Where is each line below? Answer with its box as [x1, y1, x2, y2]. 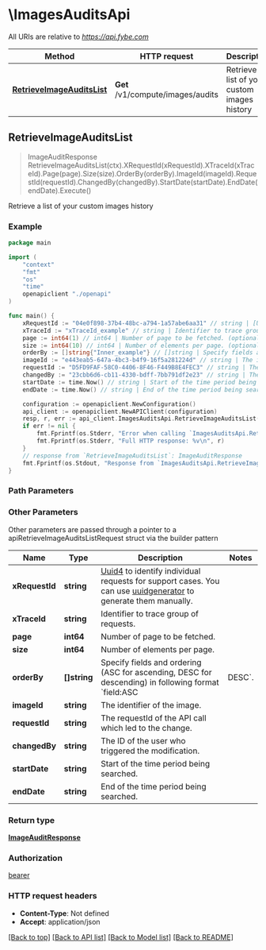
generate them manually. [100, 595, 193, 606]
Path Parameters [8, 485, 74, 496]
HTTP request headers [8, 890, 97, 902]
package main [8, 239, 51, 247]
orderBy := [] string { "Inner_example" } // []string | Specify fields [22, 349, 253, 357]
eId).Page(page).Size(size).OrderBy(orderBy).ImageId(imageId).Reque [27, 168, 257, 178]
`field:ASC [100, 686, 139, 697]
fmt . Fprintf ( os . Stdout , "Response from [22, 459, 154, 467]
